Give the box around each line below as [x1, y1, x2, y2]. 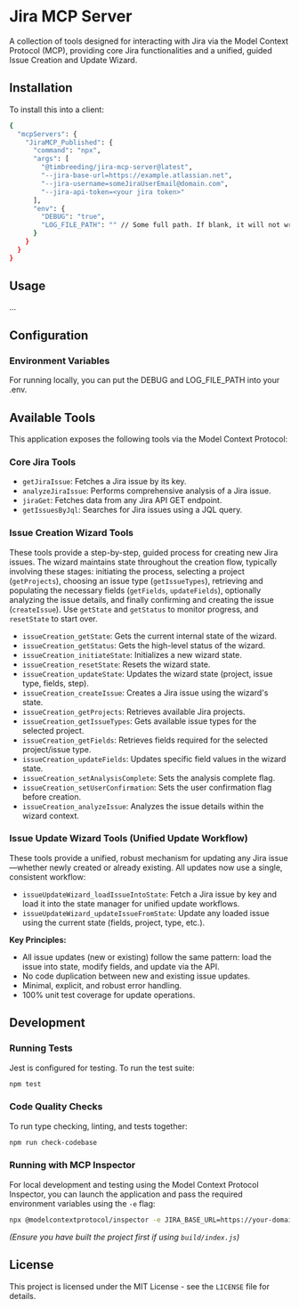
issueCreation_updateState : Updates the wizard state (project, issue [21, 668, 273, 678]
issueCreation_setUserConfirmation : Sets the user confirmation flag [21, 782, 272, 792]
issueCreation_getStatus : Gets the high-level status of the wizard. [21, 639, 265, 651]
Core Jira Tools [9, 456, 77, 468]
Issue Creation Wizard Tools [9, 527, 134, 540]
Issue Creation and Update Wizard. [9, 54, 138, 65]
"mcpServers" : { [17, 129, 77, 139]
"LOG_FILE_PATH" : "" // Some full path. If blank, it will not [41, 221, 280, 230]
